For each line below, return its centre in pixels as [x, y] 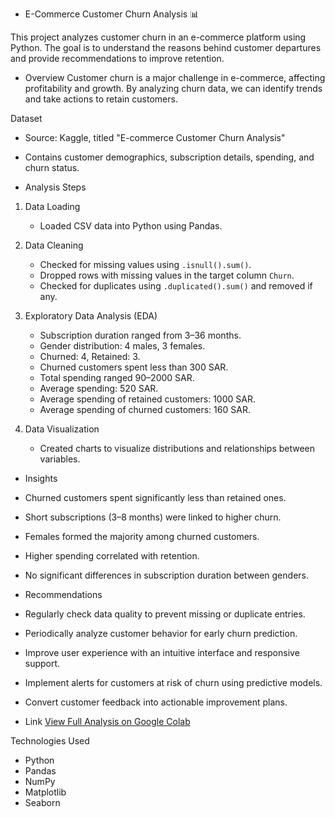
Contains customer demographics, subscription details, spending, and [169, 157]
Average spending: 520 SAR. [99, 388]
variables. [60, 459]
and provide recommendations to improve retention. [117, 58]
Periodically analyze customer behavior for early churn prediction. [161, 633]
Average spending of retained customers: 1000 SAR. [147, 399]
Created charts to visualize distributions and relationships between [177, 448]
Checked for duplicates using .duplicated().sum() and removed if [176, 286]
